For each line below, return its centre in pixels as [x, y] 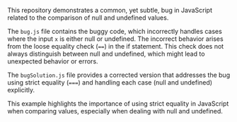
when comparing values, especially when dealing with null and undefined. [115, 111]
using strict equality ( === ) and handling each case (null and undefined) [110, 83]
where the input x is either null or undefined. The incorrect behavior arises [116, 39]
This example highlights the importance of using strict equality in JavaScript [118, 104]
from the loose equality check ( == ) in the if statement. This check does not [116, 46]
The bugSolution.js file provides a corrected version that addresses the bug [119, 75]
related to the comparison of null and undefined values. [88, 18]
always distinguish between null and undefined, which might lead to [106, 54]
